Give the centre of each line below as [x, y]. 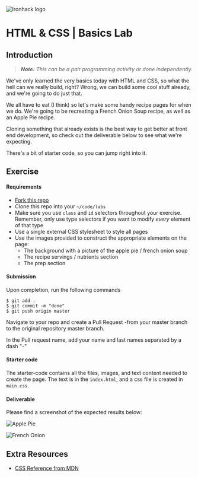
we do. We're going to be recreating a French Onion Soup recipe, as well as [98, 111]
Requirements [24, 186]
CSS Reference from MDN [47, 468]
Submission [21, 276]
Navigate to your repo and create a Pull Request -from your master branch [97, 322]
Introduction [30, 55]
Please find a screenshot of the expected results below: [74, 412]
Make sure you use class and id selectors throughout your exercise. [98, 212]
